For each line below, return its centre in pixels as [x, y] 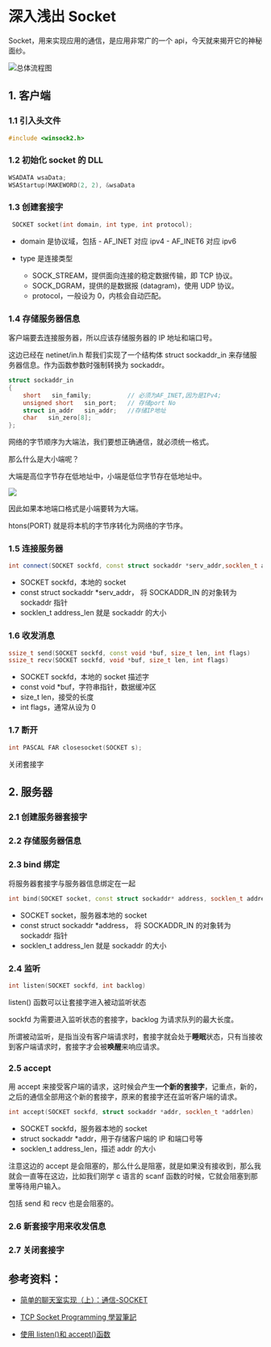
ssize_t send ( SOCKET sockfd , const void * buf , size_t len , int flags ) [129, 653]
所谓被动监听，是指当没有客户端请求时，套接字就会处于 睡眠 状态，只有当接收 [135, 1037]
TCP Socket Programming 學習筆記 [78, 1317]
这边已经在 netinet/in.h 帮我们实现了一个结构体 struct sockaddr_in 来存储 [129, 355]
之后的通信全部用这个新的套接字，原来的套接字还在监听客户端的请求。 [125, 1097]
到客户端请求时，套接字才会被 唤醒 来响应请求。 [86, 1047]
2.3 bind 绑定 [34, 864]
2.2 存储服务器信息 [45, 840]
